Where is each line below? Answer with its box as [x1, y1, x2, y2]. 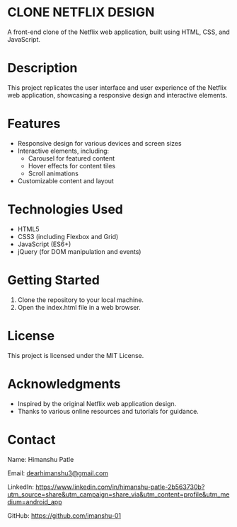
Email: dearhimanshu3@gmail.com [7, 468, 108, 477]
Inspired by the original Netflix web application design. [17, 399, 177, 407]
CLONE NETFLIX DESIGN [7, 4, 155, 21]
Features [7, 116, 61, 132]
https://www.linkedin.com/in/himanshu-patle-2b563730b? [35, 482, 205, 491]
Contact [7, 432, 56, 448]
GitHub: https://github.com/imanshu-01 [7, 511, 122, 520]
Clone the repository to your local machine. [17, 295, 144, 304]
